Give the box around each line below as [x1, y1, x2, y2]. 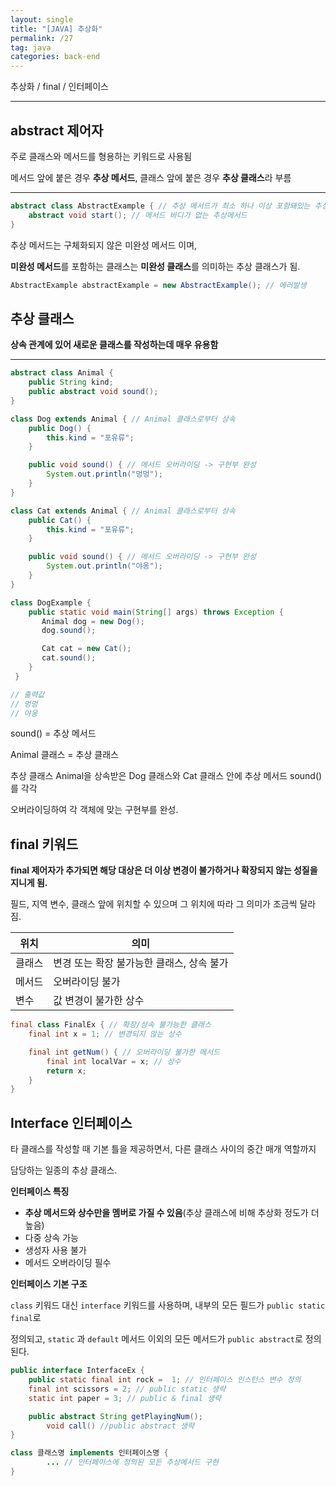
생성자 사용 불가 [24, 1244, 87, 1256]
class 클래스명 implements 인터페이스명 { [10, 1448, 169, 1458]
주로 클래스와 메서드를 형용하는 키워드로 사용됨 [10, 150, 193, 162]
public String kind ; [28, 377, 114, 388]
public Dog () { [28, 423, 92, 433]
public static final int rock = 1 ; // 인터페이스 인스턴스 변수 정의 [28, 1375, 302, 1385]
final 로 [10, 1312, 42, 1324]
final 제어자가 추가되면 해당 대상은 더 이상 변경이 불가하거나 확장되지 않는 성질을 [10, 864, 318, 876]
